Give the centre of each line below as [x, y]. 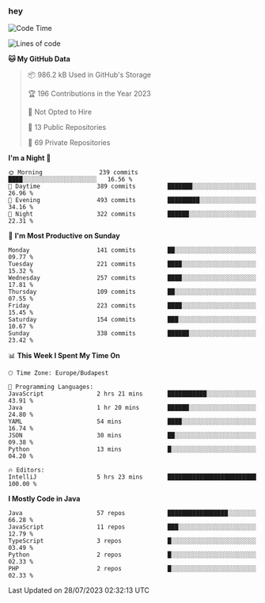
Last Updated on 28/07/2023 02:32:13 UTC [79, 590]
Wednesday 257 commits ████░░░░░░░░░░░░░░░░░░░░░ [132, 278]
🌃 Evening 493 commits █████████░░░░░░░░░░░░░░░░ [132, 200]
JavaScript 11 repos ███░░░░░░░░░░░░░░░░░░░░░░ [132, 527]
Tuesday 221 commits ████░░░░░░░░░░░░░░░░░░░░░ [132, 264]
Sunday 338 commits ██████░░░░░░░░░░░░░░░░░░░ [132, 334]
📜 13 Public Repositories [67, 128]
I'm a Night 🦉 [30, 158]
